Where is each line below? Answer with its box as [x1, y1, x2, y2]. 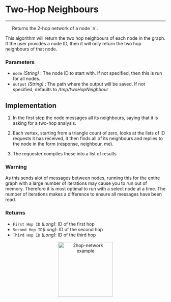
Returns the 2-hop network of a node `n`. [12, 25, 98, 31]
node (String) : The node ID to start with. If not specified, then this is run [12, 70, 162, 76]
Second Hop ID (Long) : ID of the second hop [12, 226, 103, 232]
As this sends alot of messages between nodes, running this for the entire [5, 175, 160, 181]
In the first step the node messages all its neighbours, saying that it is [12, 115, 158, 121]
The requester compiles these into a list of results [12, 151, 117, 157]
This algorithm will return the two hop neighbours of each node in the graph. [5, 35, 165, 41]
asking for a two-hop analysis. [12, 120, 76, 126]
